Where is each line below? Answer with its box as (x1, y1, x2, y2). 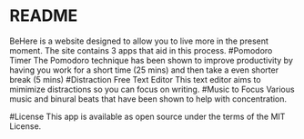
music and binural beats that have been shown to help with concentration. (9, 93, 288, 104)
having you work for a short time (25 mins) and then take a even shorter (9, 65, 279, 75)
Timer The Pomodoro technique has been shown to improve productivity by (9, 55, 294, 65)
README (9, 5, 78, 26)
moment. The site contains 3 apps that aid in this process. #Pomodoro (9, 45, 273, 55)
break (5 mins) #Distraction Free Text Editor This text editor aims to (9, 74, 261, 84)
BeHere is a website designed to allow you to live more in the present (9, 35, 269, 46)
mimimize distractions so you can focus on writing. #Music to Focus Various (9, 84, 295, 94)
